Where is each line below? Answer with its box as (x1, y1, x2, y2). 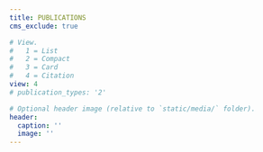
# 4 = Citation (9, 71, 75, 81)
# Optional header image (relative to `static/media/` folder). (9, 104, 256, 113)
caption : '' (17, 121, 63, 130)
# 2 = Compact (9, 55, 70, 64)
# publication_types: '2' (9, 87, 106, 97)
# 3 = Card (9, 63, 59, 72)
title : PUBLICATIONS (9, 13, 87, 22)
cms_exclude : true (9, 22, 78, 31)
